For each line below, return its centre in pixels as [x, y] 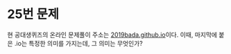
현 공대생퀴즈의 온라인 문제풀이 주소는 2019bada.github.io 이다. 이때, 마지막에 [112, 35]
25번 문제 [33, 14]
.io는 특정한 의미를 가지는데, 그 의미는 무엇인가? [79, 43]
